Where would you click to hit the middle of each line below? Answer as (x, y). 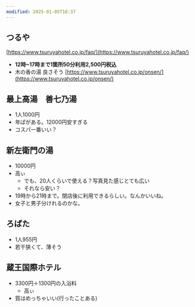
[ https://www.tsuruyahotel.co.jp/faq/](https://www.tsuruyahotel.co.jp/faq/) (98, 52)
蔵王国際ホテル (34, 268)
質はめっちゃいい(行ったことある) (56, 298)
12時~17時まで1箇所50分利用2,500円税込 (66, 65)
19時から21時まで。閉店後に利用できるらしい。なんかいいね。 (91, 196)
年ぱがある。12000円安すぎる (51, 122)
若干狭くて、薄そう (38, 247)
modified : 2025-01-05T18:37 (41, 12)
